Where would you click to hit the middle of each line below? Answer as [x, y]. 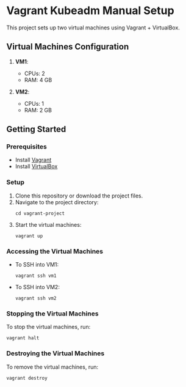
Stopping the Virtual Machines [52, 314]
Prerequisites [27, 147]
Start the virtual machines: [48, 224]
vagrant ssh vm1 [36, 276]
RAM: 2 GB [38, 110]
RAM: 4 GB [38, 79]
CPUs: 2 [35, 73]
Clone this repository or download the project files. [79, 196]
